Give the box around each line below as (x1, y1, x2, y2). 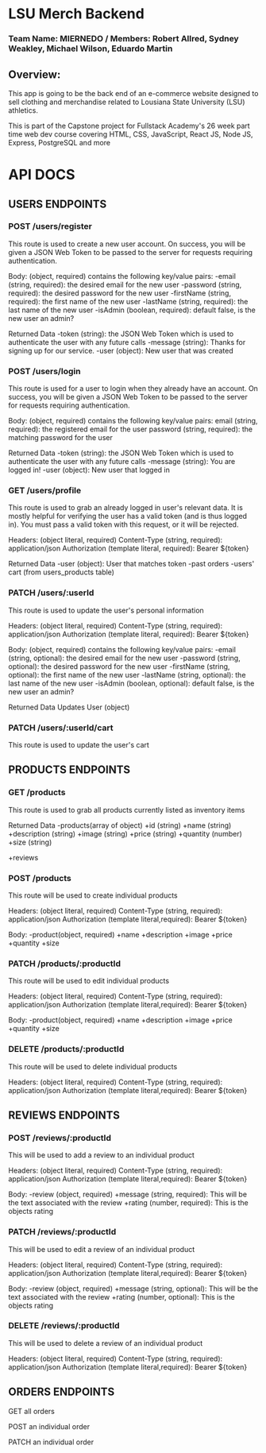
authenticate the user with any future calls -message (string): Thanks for (8, 337, 246, 346)
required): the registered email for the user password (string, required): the (8, 424, 253, 434)
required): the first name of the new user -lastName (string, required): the (8, 296, 249, 306)
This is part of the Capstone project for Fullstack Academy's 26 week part (8, 121, 250, 130)
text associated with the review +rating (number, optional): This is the (8, 1292, 236, 1301)
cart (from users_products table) (8, 567, 115, 577)
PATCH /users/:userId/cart (8, 722, 114, 733)
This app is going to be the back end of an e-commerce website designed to (8, 88, 259, 98)
